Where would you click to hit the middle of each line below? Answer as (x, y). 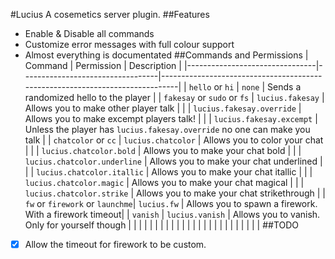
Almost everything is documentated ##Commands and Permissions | (166, 55)
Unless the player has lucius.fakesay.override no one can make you (167, 129)
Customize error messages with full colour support (129, 44)
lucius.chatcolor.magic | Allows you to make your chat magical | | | (164, 182)
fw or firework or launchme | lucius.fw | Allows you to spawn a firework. (171, 203)
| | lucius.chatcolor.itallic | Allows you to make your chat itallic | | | (168, 172)
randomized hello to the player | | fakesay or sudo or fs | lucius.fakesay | (174, 97)
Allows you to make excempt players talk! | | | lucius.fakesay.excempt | (171, 118)
